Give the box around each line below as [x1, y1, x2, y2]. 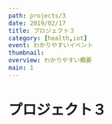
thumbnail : [8, 49, 45, 57]
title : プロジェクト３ [8, 26, 76, 34]
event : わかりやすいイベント [8, 42, 94, 50]
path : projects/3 [8, 11, 66, 20]
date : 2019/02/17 [8, 19, 66, 27]
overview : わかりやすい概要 [8, 57, 92, 65]
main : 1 [8, 64, 34, 72]
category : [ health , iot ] [8, 34, 88, 42]
